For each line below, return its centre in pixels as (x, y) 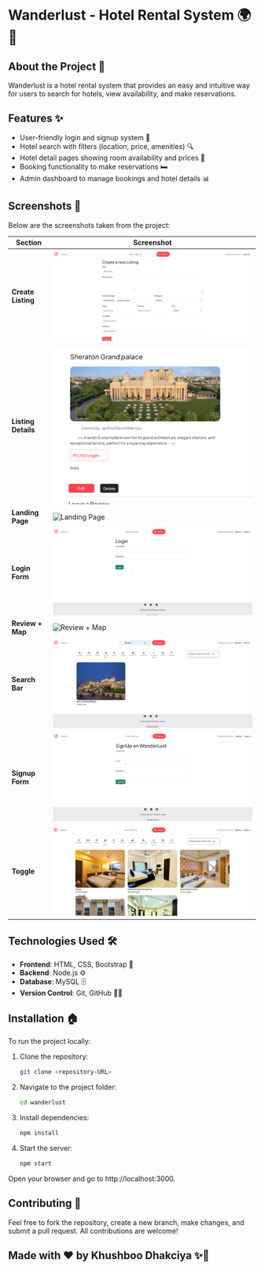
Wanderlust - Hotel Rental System (121, 15)
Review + (27, 623)
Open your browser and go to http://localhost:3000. (92, 1179)
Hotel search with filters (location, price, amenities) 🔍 (106, 146)
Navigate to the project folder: (68, 1087)
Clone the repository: (54, 1056)
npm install (39, 1133)
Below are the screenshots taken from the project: (89, 225)
